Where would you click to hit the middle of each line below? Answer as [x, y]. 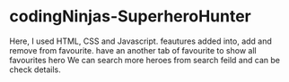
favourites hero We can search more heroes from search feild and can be [145, 60]
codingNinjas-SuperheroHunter [130, 16]
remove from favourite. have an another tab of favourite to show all [133, 50]
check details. [35, 70]
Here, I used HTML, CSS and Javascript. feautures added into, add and [140, 41]
